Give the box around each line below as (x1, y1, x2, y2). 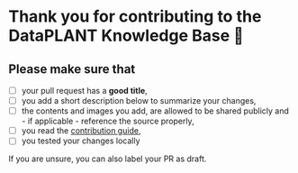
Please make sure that (8, 61, 136, 77)
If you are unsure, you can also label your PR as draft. (8, 153, 207, 164)
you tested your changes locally (21, 135, 140, 146)
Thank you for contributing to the (8, 6, 262, 27)
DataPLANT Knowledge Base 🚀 (8, 25, 244, 46)
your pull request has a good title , (21, 86, 148, 96)
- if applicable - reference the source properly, (21, 115, 194, 127)
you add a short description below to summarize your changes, (21, 96, 257, 106)
